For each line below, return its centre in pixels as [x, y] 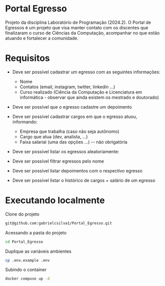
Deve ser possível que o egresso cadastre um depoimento [72, 107]
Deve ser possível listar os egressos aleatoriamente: [66, 151]
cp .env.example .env [28, 260]
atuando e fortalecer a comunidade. [42, 38]
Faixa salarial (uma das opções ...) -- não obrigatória [74, 142]
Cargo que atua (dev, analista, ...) [54, 136]
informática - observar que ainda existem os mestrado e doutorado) [89, 97]
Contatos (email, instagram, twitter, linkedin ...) [67, 87]
